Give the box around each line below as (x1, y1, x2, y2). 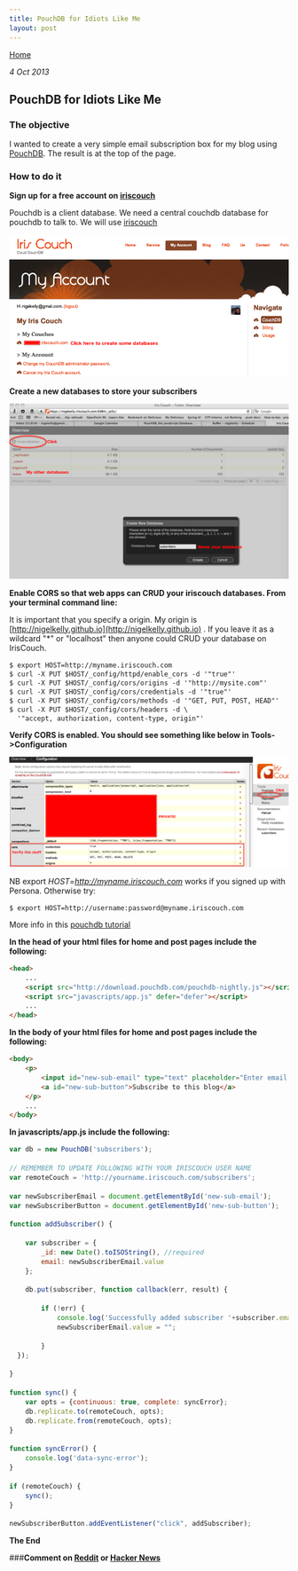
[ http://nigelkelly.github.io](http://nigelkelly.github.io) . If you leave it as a (9, 624, 275, 634)
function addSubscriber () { (9, 1220, 114, 1229)
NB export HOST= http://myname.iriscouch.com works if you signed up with (9, 876, 286, 886)
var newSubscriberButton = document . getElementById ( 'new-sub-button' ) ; (9, 1201, 279, 1210)
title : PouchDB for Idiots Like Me (9, 14, 141, 23)
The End (9, 1536, 41, 1546)
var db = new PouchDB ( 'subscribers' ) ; (9, 1145, 153, 1154)
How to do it (9, 170, 62, 183)
